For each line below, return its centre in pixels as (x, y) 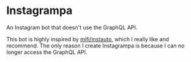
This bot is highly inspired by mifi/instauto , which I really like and (88, 39)
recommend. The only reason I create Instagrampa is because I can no (95, 46)
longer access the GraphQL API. (47, 52)
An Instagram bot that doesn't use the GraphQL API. (72, 27)
